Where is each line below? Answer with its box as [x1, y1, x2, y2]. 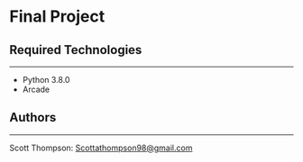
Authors [9, 110, 57, 125]
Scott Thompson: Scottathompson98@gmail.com [9, 142, 193, 153]
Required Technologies [9, 42, 142, 58]
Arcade [22, 84, 50, 94]
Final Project [9, 6, 106, 27]
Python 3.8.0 [22, 75, 70, 85]
